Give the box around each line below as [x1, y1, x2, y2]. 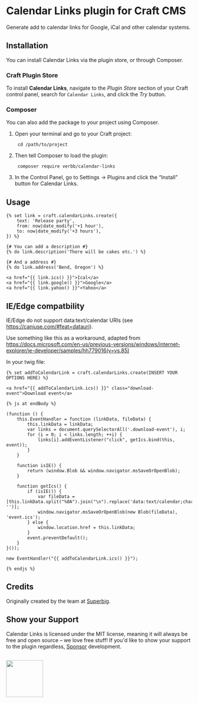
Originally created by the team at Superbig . [6, 597, 111, 605]
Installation [6, 41, 48, 51]
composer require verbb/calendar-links [17, 163, 115, 169]
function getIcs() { [16, 483, 67, 489]
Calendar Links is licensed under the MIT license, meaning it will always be [6, 630, 188, 638]
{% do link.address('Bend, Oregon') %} [6, 264, 104, 271]
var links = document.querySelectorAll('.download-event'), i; [27, 426, 186, 432]
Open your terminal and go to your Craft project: [14, 130, 132, 137]
